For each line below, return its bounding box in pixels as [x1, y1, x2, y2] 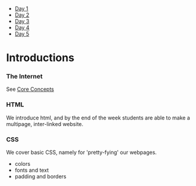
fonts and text [14, 166, 49, 174]
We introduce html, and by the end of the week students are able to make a [6, 114, 190, 121]
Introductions [6, 51, 75, 65]
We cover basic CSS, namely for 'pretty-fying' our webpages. [6, 149, 157, 156]
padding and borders [14, 173, 67, 180]
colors [14, 160, 31, 168]
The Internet [6, 72, 43, 81]
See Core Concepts [6, 86, 55, 93]
